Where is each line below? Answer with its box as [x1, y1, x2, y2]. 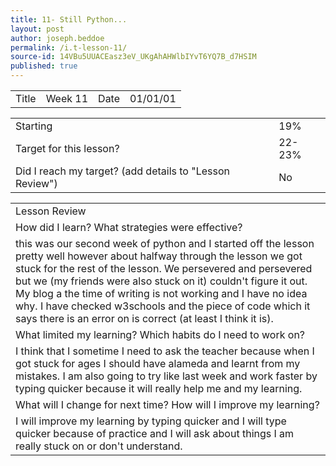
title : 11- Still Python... [10, 14, 128, 25]
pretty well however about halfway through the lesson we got [15, 249, 303, 263]
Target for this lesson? [15, 142, 120, 155]
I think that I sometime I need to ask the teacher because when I [15, 344, 315, 358]
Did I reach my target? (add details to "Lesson [15, 164, 230, 178]
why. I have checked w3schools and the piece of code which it [15, 299, 311, 313]
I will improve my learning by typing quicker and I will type [15, 414, 287, 428]
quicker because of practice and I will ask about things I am [15, 427, 295, 440]
